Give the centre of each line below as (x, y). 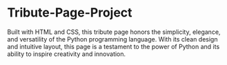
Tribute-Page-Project (70, 13)
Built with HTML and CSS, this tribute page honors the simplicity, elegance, (114, 32)
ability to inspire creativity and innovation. (67, 54)
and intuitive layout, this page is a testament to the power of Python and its (113, 46)
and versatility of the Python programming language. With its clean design (112, 39)
